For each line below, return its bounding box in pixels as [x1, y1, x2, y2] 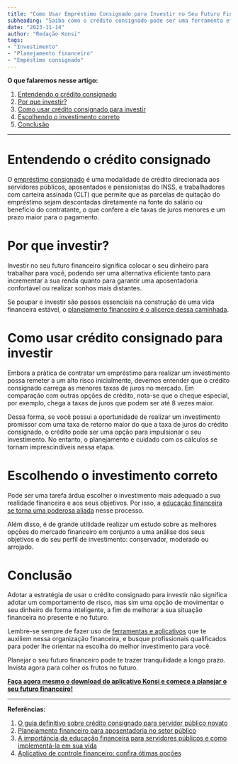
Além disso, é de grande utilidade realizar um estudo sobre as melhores [7, 520, 217, 528]
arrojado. [7, 542, 34, 551]
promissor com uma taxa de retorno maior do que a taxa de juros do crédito [7, 420, 229, 428]
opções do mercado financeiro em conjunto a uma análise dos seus [7, 527, 205, 536]
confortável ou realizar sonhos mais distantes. [7, 283, 142, 292]
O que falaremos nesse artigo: [7, 76, 98, 84]
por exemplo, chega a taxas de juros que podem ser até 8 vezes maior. [7, 398, 215, 407]
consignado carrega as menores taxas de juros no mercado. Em [7, 383, 195, 392]
